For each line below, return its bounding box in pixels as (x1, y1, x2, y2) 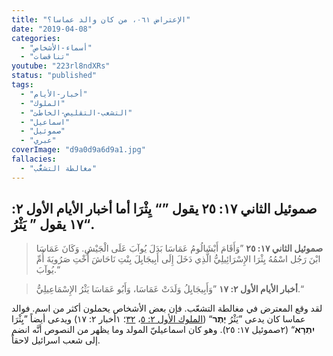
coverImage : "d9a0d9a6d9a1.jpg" (11, 145, 146, 155)
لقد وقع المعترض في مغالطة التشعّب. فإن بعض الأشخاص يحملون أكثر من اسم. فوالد (11, 302, 323, 315)
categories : (11, 33, 61, 43)
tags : (11, 80, 34, 90)
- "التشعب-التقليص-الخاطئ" (20, 107, 133, 118)
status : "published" (11, 71, 98, 81)
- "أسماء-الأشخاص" (20, 42, 93, 53)
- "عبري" (20, 136, 57, 146)
